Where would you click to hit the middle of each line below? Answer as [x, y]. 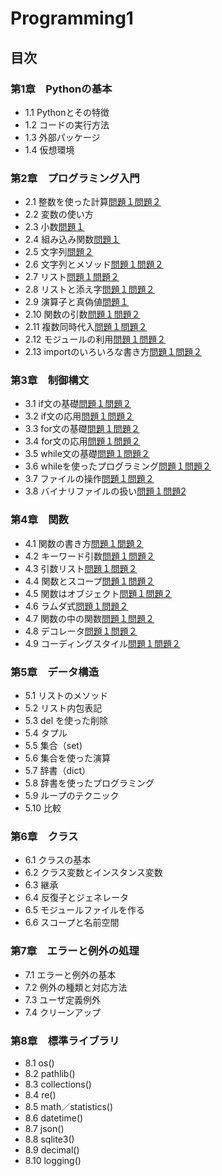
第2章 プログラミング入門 [75, 178]
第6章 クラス [44, 836]
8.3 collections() [58, 1084]
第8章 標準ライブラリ [65, 1040]
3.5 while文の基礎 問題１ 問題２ [87, 454]
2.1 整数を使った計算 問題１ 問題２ [93, 202]
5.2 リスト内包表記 [63, 708]
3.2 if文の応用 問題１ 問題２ [79, 416]
